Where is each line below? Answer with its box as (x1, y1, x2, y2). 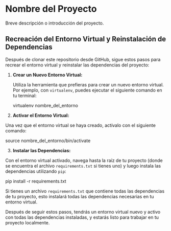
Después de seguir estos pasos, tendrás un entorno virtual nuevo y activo (5, 209, 161, 215)
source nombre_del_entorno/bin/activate (5, 137, 91, 144)
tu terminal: (12, 93, 37, 99)
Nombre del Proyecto (5, 3, 97, 15)
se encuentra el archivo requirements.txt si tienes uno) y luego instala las (5, 163, 161, 169)
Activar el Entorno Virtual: (12, 112, 69, 118)
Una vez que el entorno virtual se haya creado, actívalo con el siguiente (5, 122, 156, 128)
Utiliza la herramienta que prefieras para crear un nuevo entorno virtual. (12, 81, 164, 87)
